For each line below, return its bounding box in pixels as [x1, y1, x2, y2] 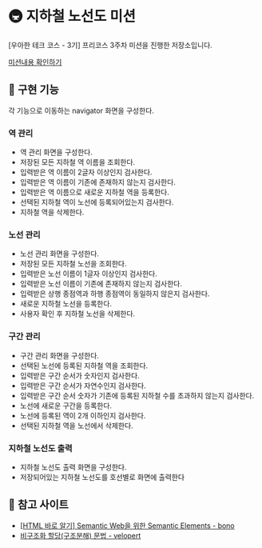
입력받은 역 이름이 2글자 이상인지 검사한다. [19, 167, 153, 177]
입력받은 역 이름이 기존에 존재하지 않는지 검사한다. [19, 178, 176, 187]
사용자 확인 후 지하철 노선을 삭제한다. [19, 309, 136, 318]
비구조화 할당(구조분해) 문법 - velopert [19, 530, 141, 540]
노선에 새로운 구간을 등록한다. [19, 401, 113, 410]
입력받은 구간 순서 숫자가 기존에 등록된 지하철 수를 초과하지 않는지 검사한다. [19, 390, 255, 400]
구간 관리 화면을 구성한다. [19, 350, 100, 360]
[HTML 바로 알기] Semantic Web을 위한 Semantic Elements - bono [19, 521, 236, 530]
